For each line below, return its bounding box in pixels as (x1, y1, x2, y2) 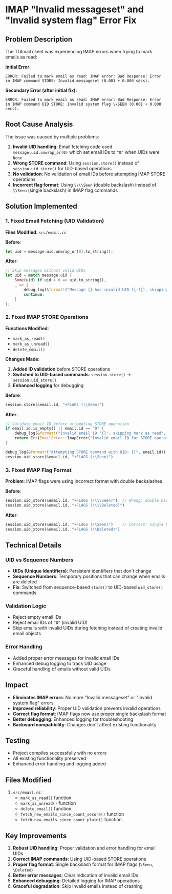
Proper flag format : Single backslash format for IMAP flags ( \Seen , (12, 861, 154, 867)
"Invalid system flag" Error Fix (5, 14, 137, 26)
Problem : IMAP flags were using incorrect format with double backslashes (5, 478, 163, 484)
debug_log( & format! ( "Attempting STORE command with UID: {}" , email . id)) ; (5, 450, 168, 455)
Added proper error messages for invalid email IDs (12, 655, 119, 661)
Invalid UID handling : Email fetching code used (12, 144, 113, 150)
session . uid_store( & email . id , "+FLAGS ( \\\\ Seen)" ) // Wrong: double (5, 498, 159, 503)
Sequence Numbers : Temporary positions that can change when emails (12, 573, 165, 580)
